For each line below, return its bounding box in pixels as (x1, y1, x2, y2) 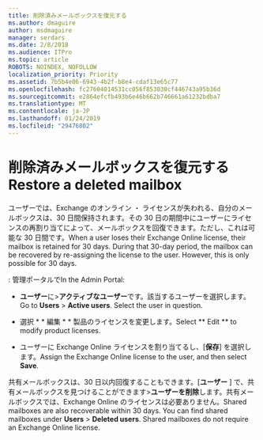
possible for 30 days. (8, 258, 77, 267)
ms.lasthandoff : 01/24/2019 (8, 115, 101, 123)
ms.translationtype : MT (8, 100, 87, 108)
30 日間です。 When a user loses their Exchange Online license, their (23, 233, 246, 242)
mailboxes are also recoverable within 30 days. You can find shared (8, 405, 228, 415)
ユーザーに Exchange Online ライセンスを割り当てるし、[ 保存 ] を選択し (19, 342, 252, 351)
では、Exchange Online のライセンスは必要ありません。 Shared (42, 396, 247, 406)
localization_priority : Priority (8, 70, 118, 78)
